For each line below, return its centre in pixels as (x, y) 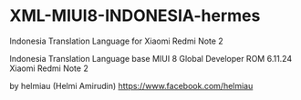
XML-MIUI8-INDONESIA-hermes (135, 16)
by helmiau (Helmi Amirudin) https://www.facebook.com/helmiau (131, 85)
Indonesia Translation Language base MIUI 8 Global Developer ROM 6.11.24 (151, 58)
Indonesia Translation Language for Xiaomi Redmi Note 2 (116, 41)
